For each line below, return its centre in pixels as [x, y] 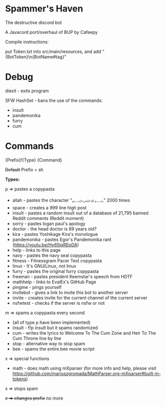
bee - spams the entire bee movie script [53, 349]
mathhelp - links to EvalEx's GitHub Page [54, 282]
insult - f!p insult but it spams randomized [55, 328]
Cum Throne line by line [37, 338]
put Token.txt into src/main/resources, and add [53, 51]
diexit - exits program [27, 91]
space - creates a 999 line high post [49, 207]
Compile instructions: [27, 42]
